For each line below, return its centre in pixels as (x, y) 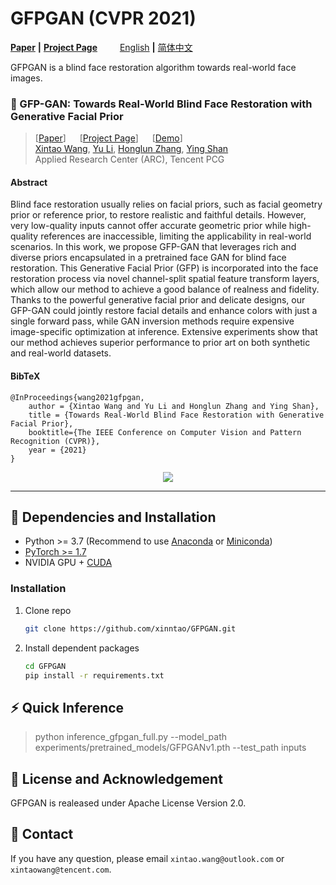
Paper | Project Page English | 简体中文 (101, 47)
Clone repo (48, 610)
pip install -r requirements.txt (94, 675)
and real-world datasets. (61, 353)
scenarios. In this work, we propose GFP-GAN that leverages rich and (153, 247)
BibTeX (25, 376)
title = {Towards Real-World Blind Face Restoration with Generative (176, 415)
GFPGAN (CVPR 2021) (103, 18)
